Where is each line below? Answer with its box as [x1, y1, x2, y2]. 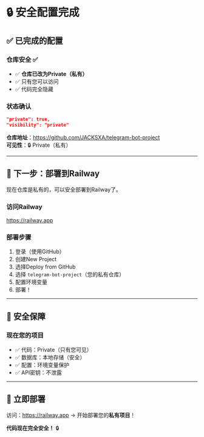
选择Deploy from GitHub [15, 263, 76, 271]
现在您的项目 [6, 331, 44, 340]
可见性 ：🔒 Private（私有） [6, 141, 72, 149]
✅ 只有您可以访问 [15, 77, 59, 85]
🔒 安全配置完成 [6, 5, 80, 19]
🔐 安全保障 [6, 311, 46, 321]
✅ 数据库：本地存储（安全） [15, 354, 86, 361]
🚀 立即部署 [6, 394, 46, 405]
